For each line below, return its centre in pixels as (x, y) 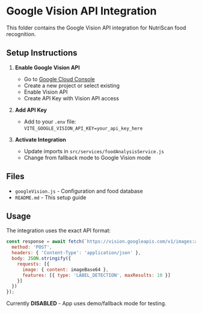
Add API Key (31, 110)
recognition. (21, 34)
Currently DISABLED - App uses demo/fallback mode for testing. (86, 303)
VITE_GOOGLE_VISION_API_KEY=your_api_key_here (83, 128)
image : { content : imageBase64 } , (66, 269)
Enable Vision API (46, 92)
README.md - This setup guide (50, 197)
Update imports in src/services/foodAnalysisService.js (94, 151)
